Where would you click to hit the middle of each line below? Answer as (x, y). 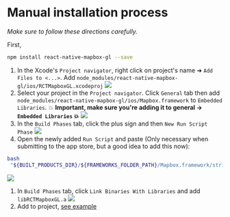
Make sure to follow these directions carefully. (73, 31)
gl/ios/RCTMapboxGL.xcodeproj (60, 86)
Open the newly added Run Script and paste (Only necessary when (113, 139)
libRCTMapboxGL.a (42, 199)
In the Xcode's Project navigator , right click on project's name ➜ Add (115, 70)
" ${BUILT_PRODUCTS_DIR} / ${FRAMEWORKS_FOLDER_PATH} (84, 165)
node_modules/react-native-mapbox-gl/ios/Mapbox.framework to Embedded (119, 100)
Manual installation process (88, 13)
